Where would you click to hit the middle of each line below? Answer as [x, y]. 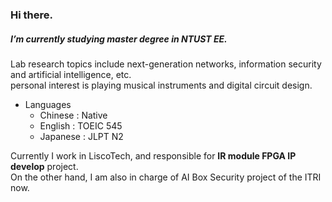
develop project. [44, 166]
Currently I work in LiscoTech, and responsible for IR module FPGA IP [153, 155]
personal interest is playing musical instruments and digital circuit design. [161, 85]
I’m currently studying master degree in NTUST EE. [119, 39]
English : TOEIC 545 [81, 125]
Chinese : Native [73, 115]
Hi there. [31, 15]
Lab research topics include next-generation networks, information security [166, 64]
